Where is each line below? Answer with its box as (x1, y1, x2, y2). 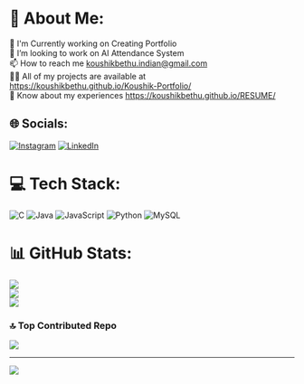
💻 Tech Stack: (9, 173, 121, 193)
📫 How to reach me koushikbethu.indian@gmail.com (9, 58, 208, 69)
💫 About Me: (9, 8, 105, 29)
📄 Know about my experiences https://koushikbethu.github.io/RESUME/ (9, 89, 276, 100)
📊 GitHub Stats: (9, 243, 133, 263)
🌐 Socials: (9, 117, 69, 132)
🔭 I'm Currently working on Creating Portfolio (9, 38, 177, 49)
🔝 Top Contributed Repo (9, 319, 118, 332)
